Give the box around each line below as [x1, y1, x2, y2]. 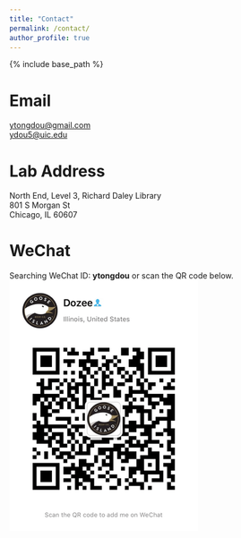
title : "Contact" [9, 14, 74, 23]
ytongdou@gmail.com [9, 120, 91, 131]
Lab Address [9, 161, 106, 181]
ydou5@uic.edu [9, 130, 68, 141]
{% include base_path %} [9, 59, 104, 70]
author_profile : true [9, 33, 90, 42]
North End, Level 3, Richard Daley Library [9, 191, 162, 201]
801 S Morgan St [9, 200, 71, 210]
